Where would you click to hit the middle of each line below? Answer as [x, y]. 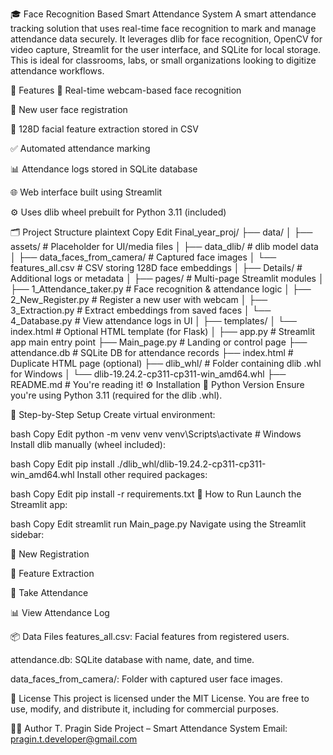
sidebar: [27, 534]
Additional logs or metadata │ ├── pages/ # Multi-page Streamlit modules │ [167, 278]
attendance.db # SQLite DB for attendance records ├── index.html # [152, 352]
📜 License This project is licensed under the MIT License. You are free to [160, 698]
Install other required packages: [142, 474]
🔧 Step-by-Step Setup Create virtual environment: [113, 414]
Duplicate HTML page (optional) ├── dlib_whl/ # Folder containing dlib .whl [166, 363]
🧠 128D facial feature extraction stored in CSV [104, 129]
